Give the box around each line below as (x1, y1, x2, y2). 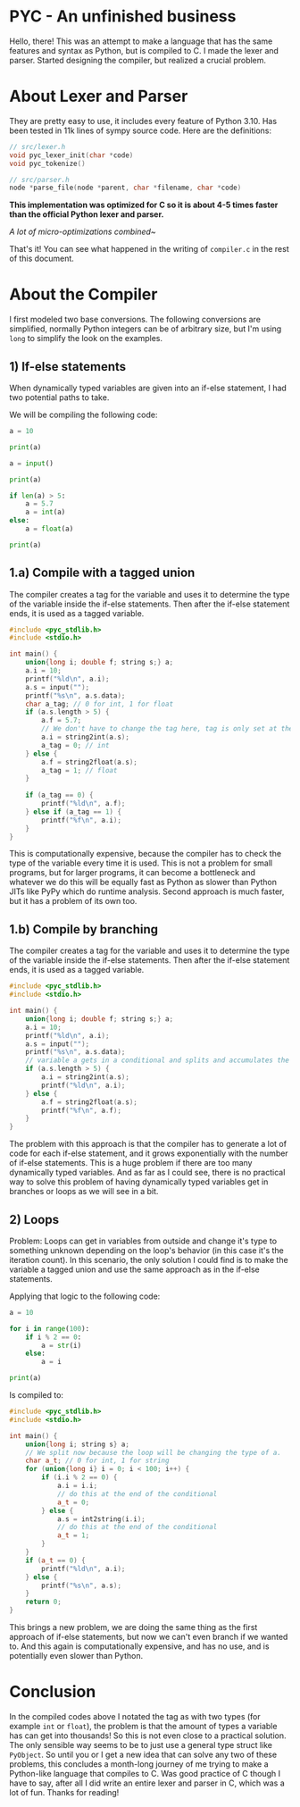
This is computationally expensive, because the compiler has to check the (9, 849, 282, 859)
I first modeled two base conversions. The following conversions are (9, 314, 262, 325)
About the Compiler (9, 284, 158, 305)
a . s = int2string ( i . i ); (56, 1514, 146, 1524)
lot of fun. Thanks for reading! (9, 1787, 120, 1797)
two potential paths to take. (9, 392, 110, 403)
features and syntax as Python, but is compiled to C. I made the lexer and (9, 45, 279, 55)
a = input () (9, 458, 54, 468)
